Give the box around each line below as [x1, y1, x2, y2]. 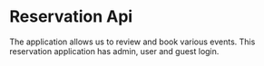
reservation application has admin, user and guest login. [9, 45, 220, 56]
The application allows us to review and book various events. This [9, 36, 256, 47]
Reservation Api [9, 6, 133, 27]
